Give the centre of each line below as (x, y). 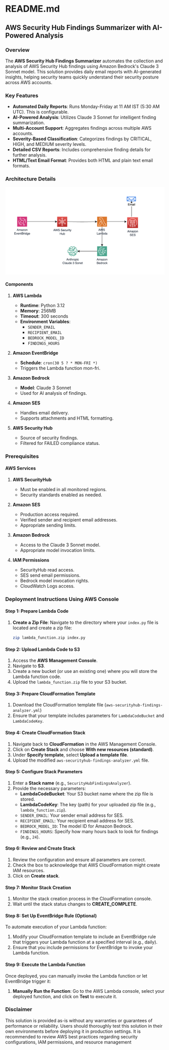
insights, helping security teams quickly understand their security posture (82, 77)
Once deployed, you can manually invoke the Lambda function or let (76, 976)
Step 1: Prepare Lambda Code (37, 611)
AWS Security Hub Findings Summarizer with (78, 28)
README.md (33, 9)
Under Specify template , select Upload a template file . (70, 755)
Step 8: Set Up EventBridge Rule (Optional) (51, 916)
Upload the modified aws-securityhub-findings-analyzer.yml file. (81, 760)
